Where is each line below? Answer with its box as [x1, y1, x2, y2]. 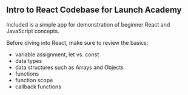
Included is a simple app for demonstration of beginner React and [6, 21, 170, 28]
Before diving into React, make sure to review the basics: [6, 39, 149, 46]
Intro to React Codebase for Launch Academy [6, 5, 182, 15]
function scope [15, 76, 53, 84]
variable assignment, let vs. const [15, 51, 99, 58]
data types [15, 57, 42, 64]
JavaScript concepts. [6, 27, 59, 34]
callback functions [15, 83, 62, 90]
